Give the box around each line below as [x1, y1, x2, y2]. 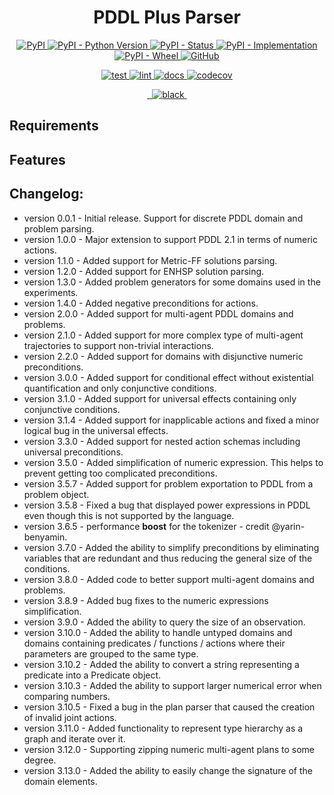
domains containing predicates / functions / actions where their [23, 637, 286, 649]
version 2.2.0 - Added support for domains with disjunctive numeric [23, 350, 304, 362]
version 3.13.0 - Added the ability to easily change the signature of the [23, 764, 313, 776]
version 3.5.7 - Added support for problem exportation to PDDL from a [23, 477, 314, 490]
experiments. [23, 286, 79, 298]
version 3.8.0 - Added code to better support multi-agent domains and [23, 573, 315, 585]
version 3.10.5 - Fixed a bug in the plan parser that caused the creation [23, 701, 316, 713]
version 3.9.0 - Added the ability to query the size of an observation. [23, 616, 306, 628]
